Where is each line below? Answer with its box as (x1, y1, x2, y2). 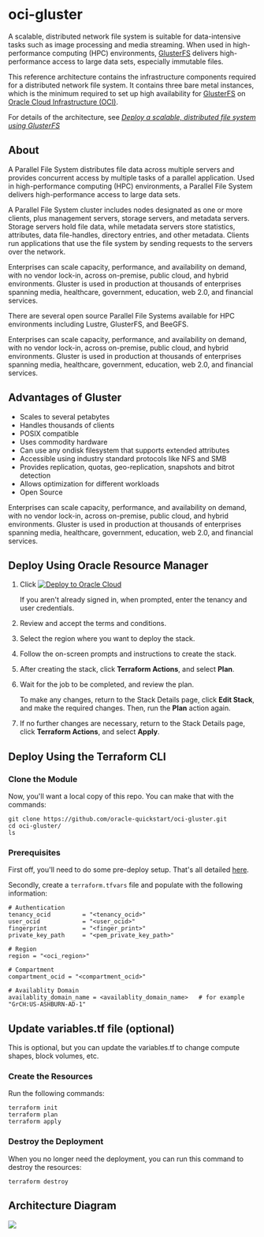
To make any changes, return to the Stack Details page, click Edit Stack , (19, 695, 255, 705)
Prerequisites (8, 847, 61, 858)
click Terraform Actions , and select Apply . (19, 727, 160, 736)
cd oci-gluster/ (8, 822, 61, 830)
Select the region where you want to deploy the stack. (19, 634, 195, 643)
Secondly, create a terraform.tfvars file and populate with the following (8, 881, 243, 890)
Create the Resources (8, 1071, 93, 1082)
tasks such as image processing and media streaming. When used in (8, 39, 232, 49)
